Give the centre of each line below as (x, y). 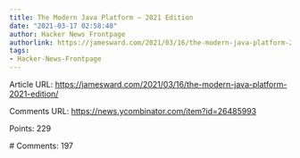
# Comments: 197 (42, 146)
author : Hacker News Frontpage (67, 34)
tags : (19, 51)
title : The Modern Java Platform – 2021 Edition (101, 17)
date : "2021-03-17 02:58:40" (63, 26)
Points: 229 (30, 129)
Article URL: (31, 84)
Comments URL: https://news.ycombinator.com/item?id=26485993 (133, 111)
